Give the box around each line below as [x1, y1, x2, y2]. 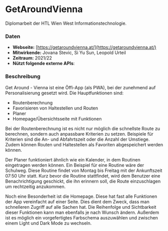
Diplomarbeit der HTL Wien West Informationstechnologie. [5, 20, 127, 26]
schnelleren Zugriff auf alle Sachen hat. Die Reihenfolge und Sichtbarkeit [5, 204, 156, 210]
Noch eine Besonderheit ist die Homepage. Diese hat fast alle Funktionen [5, 193, 157, 199]
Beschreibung [5, 73, 41, 80]
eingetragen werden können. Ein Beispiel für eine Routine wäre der [5, 162, 144, 168]
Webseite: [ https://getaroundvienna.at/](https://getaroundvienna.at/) [12, 44, 156, 50]
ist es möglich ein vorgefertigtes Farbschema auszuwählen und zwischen [5, 214, 158, 220]
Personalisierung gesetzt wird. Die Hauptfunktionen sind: [5, 90, 124, 96]
